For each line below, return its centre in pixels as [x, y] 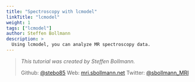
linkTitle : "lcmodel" [33, 17]
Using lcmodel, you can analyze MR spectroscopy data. [81, 45]
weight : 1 [18, 22]
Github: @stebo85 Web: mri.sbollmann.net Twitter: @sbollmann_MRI [105, 73]
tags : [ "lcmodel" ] [29, 28]
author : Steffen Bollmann [38, 34]
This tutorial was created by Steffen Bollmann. [78, 61]
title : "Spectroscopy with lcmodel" [52, 12]
